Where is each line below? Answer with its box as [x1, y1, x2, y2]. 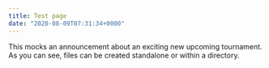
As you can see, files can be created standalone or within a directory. [8, 50, 240, 60]
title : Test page [8, 11, 67, 20]
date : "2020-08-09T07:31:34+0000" [8, 19, 126, 28]
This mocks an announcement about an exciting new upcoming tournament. [8, 41, 263, 51]
